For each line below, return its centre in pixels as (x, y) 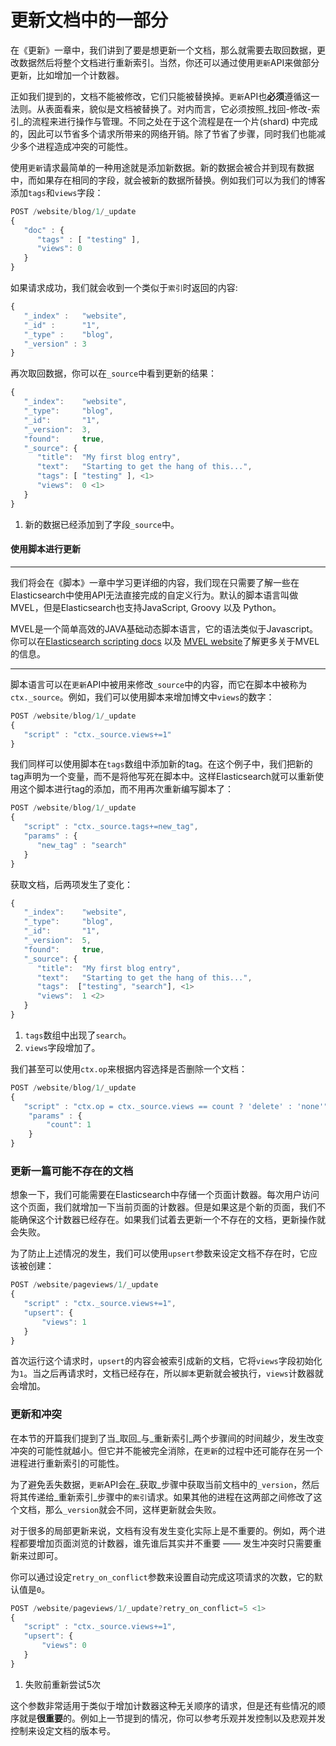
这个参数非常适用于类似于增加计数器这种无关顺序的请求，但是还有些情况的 (163, 1705)
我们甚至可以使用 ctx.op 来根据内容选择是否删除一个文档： (129, 1068)
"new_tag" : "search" (82, 845)
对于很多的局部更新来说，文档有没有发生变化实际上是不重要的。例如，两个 (163, 1530)
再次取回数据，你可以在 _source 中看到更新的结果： (114, 373)
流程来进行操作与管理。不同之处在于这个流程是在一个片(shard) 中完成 (174, 121)
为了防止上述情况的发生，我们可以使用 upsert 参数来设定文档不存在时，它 (159, 1253)
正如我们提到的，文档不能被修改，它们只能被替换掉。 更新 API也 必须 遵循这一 (165, 96)
